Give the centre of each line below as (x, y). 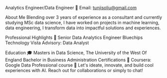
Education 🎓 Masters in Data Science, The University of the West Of (76, 53)
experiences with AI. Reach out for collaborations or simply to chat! (74, 70)
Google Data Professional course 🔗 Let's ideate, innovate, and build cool (79, 65)
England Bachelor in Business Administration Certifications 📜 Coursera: (78, 60)
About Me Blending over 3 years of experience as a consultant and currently (84, 17)
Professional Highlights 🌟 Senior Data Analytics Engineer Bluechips (74, 38)
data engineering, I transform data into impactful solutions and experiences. (83, 28)
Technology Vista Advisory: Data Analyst (47, 43)
